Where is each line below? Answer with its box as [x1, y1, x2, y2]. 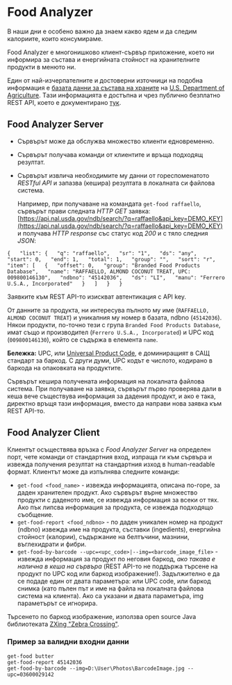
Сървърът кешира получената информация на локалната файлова [7, 377, 205, 386]
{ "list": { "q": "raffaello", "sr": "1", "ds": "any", [7, 249, 197, 257]
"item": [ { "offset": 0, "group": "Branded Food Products [7, 262, 200, 269]
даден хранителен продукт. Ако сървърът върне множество [17, 488, 198, 497]
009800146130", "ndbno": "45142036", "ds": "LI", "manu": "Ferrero [7, 274, 226, 281]
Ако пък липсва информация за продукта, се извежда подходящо [17, 503, 214, 511]
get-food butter [7, 652, 54, 660]
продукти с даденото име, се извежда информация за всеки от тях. [17, 495, 219, 504]
